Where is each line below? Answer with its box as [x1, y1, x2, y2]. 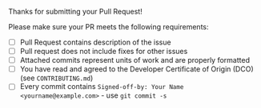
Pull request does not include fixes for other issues [19, 47, 188, 56]
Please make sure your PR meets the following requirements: [8, 22, 209, 31]
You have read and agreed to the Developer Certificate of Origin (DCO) [19, 64, 254, 74]
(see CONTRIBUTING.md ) [19, 73, 94, 83]
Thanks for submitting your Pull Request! [8, 7, 143, 16]
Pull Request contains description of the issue [19, 37, 171, 47]
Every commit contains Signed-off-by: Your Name [19, 82, 184, 91]
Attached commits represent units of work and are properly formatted [19, 56, 251, 65]
